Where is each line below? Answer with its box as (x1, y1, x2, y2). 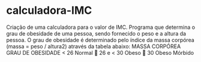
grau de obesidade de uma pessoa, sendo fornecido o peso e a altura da (6, 29, 187, 37)
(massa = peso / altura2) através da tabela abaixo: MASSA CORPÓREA (6, 43, 181, 50)
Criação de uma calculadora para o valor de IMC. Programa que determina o (6, 23, 196, 31)
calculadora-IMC (6, 4, 92, 17)
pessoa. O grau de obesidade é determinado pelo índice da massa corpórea (6, 36, 195, 43)
